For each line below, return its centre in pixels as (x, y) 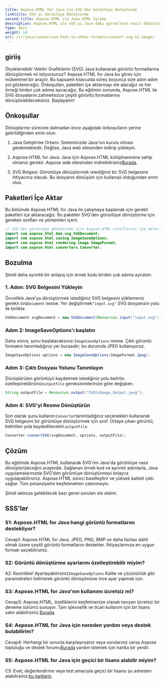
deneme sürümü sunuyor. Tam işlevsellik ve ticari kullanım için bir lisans (78, 607)
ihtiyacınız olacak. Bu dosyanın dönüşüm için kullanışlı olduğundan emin (85, 177)
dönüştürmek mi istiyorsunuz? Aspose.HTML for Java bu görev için (73, 74)
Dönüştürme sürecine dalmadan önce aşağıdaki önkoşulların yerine (73, 127)
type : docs (16, 28)
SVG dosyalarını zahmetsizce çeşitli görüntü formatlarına (62, 95)
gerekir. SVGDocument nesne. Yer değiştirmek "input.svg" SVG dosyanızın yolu (82, 303)
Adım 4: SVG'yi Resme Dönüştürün (48, 405)
